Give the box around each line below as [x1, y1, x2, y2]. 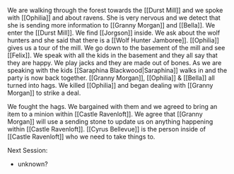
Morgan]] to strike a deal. [7, 88, 81, 97]
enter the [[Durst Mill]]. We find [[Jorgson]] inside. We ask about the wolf [7, 28, 221, 37]
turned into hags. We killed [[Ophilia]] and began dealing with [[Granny [7, 81, 213, 89]
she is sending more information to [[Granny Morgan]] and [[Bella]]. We [7, 21, 216, 29]
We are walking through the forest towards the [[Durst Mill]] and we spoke [7, 6, 223, 14]
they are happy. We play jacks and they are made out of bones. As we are [7, 59, 222, 66]
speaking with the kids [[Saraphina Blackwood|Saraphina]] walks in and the [7, 66, 228, 74]
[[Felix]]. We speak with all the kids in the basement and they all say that [7, 51, 218, 59]
